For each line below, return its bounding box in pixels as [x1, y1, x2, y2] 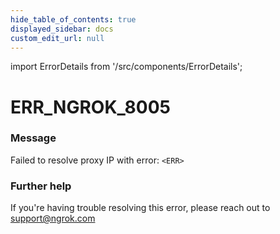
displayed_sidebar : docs [10, 24, 114, 34]
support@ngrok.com [10, 212, 96, 225]
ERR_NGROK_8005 [10, 96, 171, 118]
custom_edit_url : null [10, 33, 105, 43]
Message [10, 131, 57, 145]
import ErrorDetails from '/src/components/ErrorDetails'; [10, 61, 243, 73]
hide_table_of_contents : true [10, 14, 137, 25]
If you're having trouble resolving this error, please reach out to [10, 202, 271, 214]
